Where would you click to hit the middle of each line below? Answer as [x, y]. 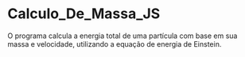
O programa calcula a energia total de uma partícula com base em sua [122, 36]
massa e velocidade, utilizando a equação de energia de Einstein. [115, 44]
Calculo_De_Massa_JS [84, 14]
